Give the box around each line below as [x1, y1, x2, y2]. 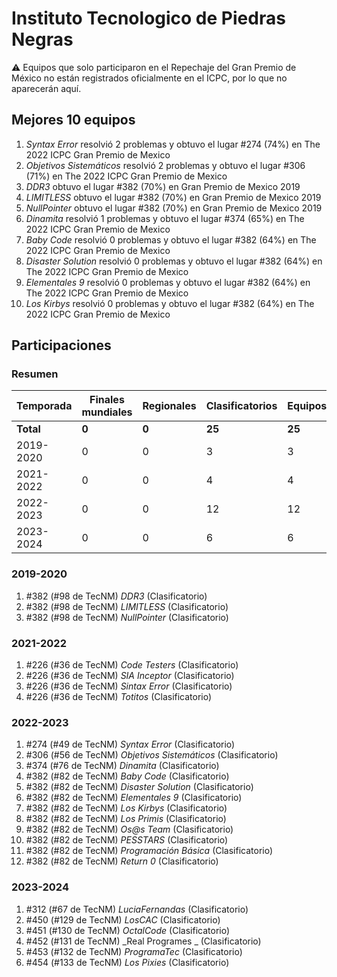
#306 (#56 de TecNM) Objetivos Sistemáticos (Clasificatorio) [25, 749, 279, 761]
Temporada [16, 399, 73, 413]
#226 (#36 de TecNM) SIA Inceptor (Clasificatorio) [25, 670, 235, 682]
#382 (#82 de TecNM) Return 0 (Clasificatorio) [25, 855, 219, 867]
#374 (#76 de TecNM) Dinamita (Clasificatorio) [25, 760, 220, 772]
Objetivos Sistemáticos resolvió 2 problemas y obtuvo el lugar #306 [25, 159, 306, 171]
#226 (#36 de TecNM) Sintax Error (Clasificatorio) [25, 680, 233, 692]
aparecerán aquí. [11, 82, 82, 94]
